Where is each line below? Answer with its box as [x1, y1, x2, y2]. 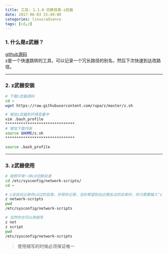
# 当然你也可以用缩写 [5, 215, 43, 220]
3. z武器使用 [5, 162, 35, 169]
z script [5, 224, 23, 229]
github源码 [5, 51, 27, 57]
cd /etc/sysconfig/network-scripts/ [5, 178, 81, 183]
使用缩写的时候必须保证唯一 [17, 243, 75, 249]
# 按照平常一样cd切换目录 [5, 173, 51, 178]
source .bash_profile [5, 144, 50, 149]
